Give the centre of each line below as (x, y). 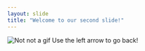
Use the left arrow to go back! (95, 40)
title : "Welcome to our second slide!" (66, 20)
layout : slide (28, 14)
